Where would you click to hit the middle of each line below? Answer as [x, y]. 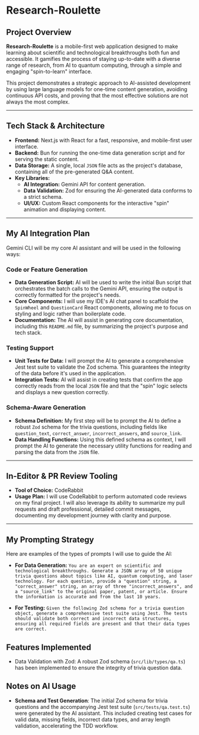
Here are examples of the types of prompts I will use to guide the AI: [89, 554]
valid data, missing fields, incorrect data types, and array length [92, 719]
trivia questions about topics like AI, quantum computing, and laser [104, 576]
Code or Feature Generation [47, 269]
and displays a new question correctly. [62, 392]
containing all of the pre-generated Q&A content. [74, 172]
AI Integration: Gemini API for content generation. [85, 184]
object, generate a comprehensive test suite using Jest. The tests [101, 614]
